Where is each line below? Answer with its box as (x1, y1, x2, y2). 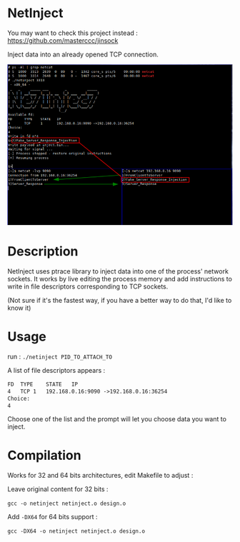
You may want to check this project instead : (7, 29, 138, 37)
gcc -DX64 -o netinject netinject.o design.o (7, 527, 145, 535)
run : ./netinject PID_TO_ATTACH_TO (7, 352, 113, 361)
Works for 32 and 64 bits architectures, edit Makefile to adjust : (7, 471, 194, 479)
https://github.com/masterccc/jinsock (7, 36, 119, 44)
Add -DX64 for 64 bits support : (7, 512, 98, 521)
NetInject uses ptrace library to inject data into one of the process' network (7, 267, 229, 276)
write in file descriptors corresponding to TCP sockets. (7, 282, 169, 291)
